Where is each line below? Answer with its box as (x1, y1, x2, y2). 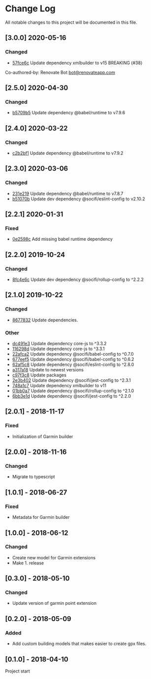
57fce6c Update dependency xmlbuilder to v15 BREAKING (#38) (12, 60, 143, 66)
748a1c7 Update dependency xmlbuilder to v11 (12, 383, 107, 389)
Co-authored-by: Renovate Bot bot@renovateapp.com (5, 69, 116, 75)
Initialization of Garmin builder (12, 433, 73, 439)
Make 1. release (12, 560, 44, 566)
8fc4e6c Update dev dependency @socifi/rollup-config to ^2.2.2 (12, 276, 144, 282)
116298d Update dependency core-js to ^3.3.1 (12, 346, 105, 352)
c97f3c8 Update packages (12, 372, 66, 378)
